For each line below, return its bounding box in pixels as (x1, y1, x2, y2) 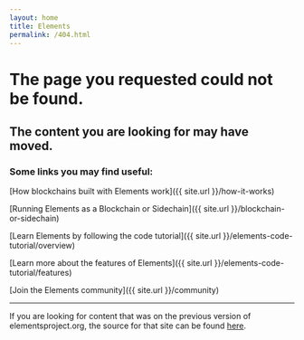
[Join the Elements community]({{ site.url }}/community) (9, 285, 220, 296)
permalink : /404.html (9, 30, 91, 39)
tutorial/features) (9, 268, 72, 279)
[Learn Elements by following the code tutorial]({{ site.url (9, 231, 222, 241)
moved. (9, 137, 53, 154)
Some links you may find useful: (9, 165, 154, 177)
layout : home (9, 13, 59, 23)
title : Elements (9, 22, 71, 31)
